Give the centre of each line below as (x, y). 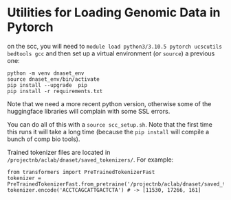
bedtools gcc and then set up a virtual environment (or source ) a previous (111, 53)
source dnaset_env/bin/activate (53, 79)
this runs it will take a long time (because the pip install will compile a (108, 132)
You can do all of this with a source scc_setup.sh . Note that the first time (110, 124)
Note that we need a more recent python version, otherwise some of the (109, 103)
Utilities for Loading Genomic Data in (114, 13)
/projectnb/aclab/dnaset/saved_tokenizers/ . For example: (90, 160)
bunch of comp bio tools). (44, 139)
